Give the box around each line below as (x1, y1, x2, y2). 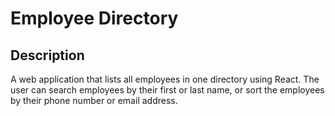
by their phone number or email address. (10, 95, 178, 106)
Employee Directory (10, 7, 179, 30)
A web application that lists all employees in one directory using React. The (10, 73, 320, 85)
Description (10, 47, 85, 64)
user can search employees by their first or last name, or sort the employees (10, 84, 325, 96)
